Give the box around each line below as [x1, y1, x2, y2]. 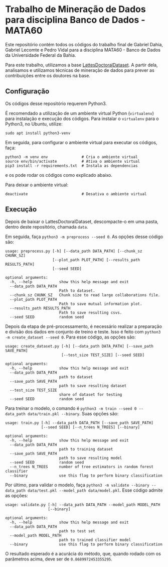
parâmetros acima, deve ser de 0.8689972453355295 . [5, 556, 113, 562]
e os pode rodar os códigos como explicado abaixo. [5, 172, 113, 178]
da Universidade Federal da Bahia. [5, 52, 76, 58]
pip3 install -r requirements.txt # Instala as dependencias [5, 163, 138, 168]
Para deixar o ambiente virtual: [5, 182, 69, 188]
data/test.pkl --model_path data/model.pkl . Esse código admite [27, 487, 163, 493]
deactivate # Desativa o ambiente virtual [5, 191, 147, 196]
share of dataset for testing [59, 392, 122, 397]
